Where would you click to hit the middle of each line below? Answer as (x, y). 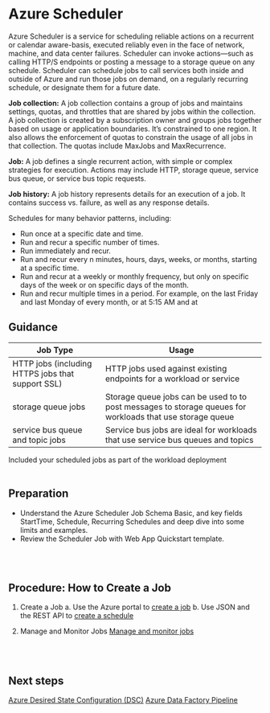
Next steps (36, 680)
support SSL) (37, 383)
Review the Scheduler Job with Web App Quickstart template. (122, 539)
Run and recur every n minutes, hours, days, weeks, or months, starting (138, 259)
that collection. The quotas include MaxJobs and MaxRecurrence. (117, 145)
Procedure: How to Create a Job (90, 588)
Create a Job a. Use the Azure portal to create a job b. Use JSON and (135, 607)
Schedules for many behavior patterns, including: (90, 218)
